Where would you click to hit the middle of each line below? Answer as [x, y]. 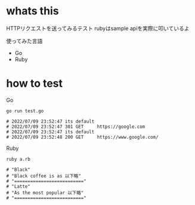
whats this [32, 11]
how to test [35, 83]
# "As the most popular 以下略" [45, 192]
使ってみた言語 [24, 41]
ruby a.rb [18, 159]
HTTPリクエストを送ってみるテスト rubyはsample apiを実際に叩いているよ [98, 28]
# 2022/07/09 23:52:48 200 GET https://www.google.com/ [83, 137]
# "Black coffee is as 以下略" [44, 176]
